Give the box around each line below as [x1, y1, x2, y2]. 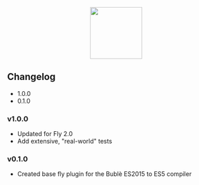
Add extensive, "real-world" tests [17, 137, 113, 146]
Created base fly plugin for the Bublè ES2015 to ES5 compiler [17, 170, 192, 178]
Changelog [7, 71, 56, 83]
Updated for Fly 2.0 [17, 130, 73, 138]
